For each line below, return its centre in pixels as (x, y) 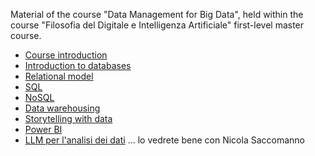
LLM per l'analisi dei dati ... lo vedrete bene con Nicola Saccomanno (164, 140)
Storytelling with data (68, 118)
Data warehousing (62, 108)
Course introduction (66, 55)
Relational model (59, 76)
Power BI (43, 129)
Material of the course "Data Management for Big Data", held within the (157, 14)
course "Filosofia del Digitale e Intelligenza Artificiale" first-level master (157, 25)
